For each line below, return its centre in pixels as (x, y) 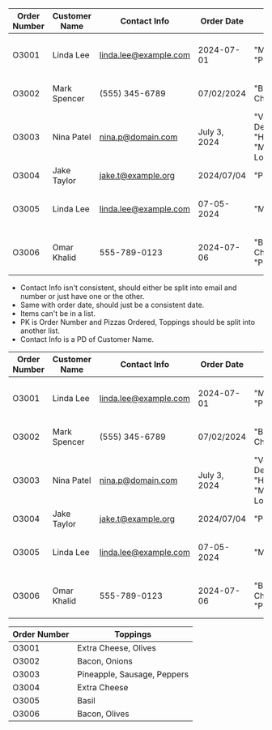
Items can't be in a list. (57, 314)
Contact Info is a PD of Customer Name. (87, 339)
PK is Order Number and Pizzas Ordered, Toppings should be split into (138, 322)
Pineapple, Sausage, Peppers (132, 674)
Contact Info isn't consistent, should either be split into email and (128, 288)
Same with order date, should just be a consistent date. (112, 305)
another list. (40, 331)
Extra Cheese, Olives (116, 648)
